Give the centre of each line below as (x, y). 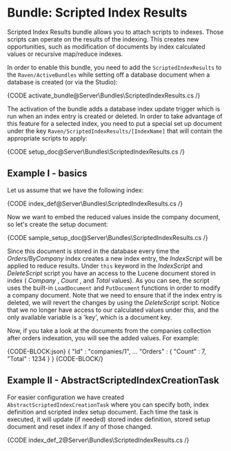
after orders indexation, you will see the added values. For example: (103, 338)
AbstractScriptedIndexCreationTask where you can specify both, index (108, 404)
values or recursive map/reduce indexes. (65, 54)
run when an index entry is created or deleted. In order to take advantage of (115, 116)
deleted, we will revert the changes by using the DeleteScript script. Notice (113, 302)
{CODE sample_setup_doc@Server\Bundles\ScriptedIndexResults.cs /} (108, 237)
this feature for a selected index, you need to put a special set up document (114, 123)
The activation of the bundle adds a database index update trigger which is (114, 109)
